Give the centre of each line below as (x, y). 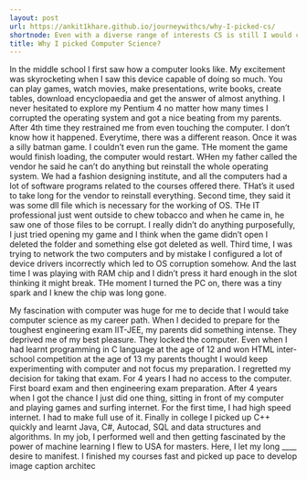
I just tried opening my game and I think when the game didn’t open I (138, 235)
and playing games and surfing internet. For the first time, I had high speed (150, 408)
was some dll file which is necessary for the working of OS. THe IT (135, 206)
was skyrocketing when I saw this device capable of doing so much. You (146, 80)
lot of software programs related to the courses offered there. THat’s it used (152, 186)
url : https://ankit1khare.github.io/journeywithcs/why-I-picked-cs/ (143, 27)
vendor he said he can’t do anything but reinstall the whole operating (139, 166)
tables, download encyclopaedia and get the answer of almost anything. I (147, 99)
